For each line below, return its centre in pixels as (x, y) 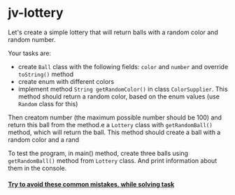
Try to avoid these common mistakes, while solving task (91, 184)
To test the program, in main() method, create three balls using (98, 153)
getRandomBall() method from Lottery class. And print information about (113, 160)
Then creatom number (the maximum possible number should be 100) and (115, 117)
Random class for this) (48, 103)
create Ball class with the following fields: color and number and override (123, 66)
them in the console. (37, 168)
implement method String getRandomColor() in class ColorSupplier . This (123, 89)
